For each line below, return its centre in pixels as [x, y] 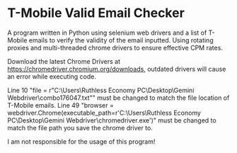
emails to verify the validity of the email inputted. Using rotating [121, 40]
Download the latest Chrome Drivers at [64, 61]
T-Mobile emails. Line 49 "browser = [61, 105]
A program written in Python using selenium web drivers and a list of [107, 33]
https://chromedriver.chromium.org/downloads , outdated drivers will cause [117, 69]
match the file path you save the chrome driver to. [80, 127]
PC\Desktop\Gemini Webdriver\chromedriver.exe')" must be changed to [112, 120]
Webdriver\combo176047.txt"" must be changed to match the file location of [118, 98]
